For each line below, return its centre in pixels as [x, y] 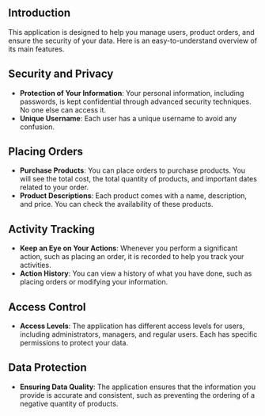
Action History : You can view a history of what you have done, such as [136, 273]
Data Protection [47, 368]
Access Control [47, 307]
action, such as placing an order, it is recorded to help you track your [132, 257]
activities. [35, 265]
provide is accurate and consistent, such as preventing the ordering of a [137, 395]
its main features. [36, 49]
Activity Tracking [51, 229]
